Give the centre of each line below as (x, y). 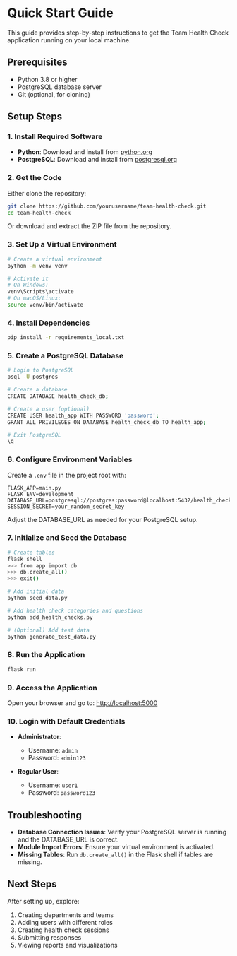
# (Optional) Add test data (49, 630)
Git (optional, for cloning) (54, 94)
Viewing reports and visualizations (67, 945)
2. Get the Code (35, 178)
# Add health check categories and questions (75, 610)
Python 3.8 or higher (47, 79)
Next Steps (32, 884)
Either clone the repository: (47, 193)
